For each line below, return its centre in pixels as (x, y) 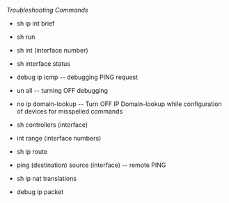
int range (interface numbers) (59, 138)
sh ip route (32, 151)
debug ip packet (40, 192)
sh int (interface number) (52, 50)
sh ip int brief (35, 23)
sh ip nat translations (47, 178)
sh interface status (44, 64)
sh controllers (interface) (52, 125)
